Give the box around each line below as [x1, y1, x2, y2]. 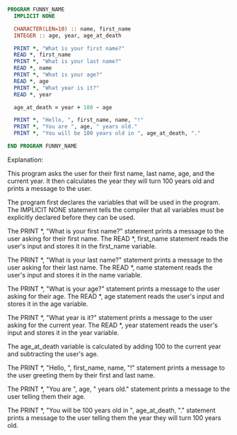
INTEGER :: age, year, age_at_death [13, 32, 122, 39]
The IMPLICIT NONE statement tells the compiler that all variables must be [7, 205, 224, 214]
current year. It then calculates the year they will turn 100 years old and [7, 177, 214, 185]
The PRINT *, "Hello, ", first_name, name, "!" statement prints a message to [7, 363, 225, 372]
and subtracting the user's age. [7, 349, 99, 358]
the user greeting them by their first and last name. [7, 370, 156, 379]
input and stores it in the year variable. [7, 328, 120, 336]
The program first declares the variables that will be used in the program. [7, 198, 221, 207]
